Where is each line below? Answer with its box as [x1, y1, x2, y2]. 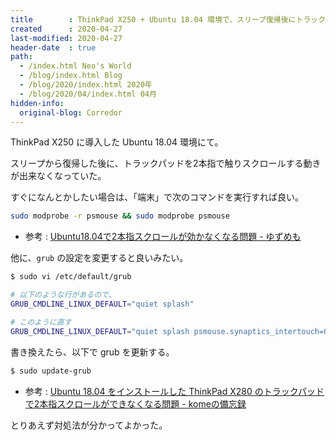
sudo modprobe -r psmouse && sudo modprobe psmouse [10, 211, 230, 221]
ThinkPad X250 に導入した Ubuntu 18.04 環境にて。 [10, 136, 224, 148]
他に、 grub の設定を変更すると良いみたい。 [10, 252, 189, 264]
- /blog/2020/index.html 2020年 [19, 80, 153, 90]
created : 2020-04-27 [10, 24, 123, 34]
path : [10, 52, 33, 62]
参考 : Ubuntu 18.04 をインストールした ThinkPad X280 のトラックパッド [24, 385, 325, 397]
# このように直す [10, 317, 72, 327]
